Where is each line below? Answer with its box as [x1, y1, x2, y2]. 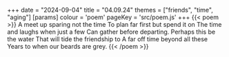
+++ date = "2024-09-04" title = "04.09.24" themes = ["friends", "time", [7, 6, 214, 14]
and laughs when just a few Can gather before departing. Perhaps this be [7, 27, 216, 36]
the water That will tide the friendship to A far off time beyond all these [7, 35, 208, 43]
